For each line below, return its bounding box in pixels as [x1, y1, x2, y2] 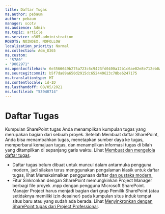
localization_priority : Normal [5, 44, 69, 48]
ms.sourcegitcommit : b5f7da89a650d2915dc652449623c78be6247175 [5, 71, 137, 76]
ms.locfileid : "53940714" [5, 89, 58, 94]
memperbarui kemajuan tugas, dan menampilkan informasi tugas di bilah [5, 142, 152, 148]
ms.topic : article [5, 30, 43, 35]
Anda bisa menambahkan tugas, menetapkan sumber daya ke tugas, [5, 137, 144, 143]
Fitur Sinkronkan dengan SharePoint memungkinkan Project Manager [12, 177, 152, 184]
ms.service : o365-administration [5, 35, 74, 40]
